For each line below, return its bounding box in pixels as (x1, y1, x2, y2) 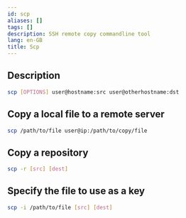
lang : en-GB (7, 37, 43, 44)
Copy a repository (7, 146, 89, 158)
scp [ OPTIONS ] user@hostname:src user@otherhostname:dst (7, 88, 180, 96)
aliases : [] (7, 17, 43, 24)
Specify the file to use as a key (7, 185, 146, 197)
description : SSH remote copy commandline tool (7, 30, 151, 38)
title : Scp (7, 43, 40, 50)
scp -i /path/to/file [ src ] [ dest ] (7, 204, 113, 211)
